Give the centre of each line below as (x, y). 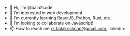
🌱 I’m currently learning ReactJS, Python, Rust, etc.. (61, 18)
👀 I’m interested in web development (46, 13)
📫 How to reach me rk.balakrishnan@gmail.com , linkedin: (67, 28)
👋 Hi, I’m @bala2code (31, 8)
